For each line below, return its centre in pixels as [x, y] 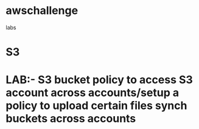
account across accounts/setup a [93, 93]
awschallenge [42, 11]
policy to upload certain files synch [96, 106]
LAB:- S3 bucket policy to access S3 [99, 80]
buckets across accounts [71, 119]
